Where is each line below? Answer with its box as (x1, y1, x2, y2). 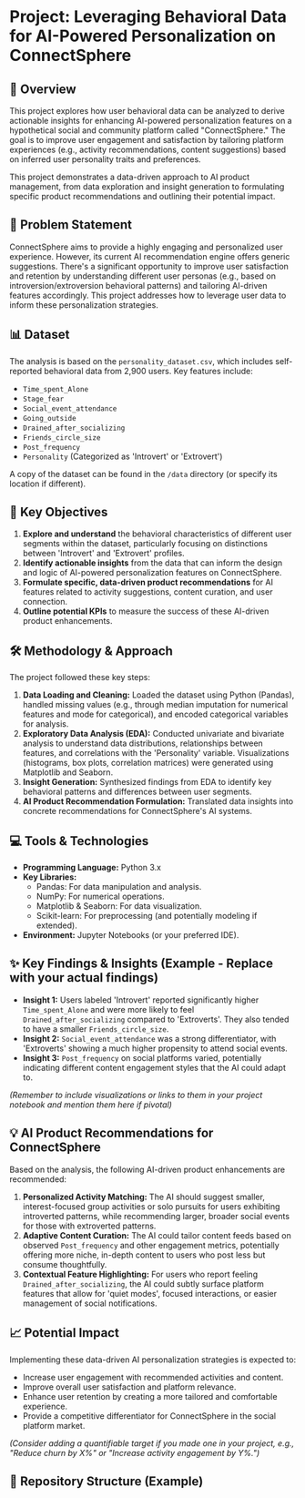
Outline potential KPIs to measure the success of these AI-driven (22, 606, 269, 617)
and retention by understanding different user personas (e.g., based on (9, 270, 276, 281)
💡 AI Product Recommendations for (9, 1126, 214, 1141)
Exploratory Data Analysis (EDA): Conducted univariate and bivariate (22, 729, 285, 739)
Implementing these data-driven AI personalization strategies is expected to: (9, 1354, 297, 1365)
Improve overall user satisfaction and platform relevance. (22, 1381, 237, 1392)
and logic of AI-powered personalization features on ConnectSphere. (22, 567, 282, 578)
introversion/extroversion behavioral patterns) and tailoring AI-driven (9, 280, 268, 290)
